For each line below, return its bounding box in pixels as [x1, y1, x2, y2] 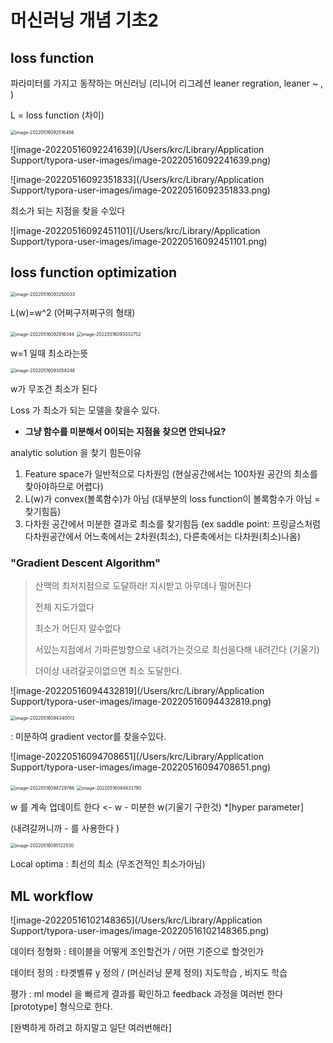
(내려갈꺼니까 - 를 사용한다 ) [10, 822, 120, 835]
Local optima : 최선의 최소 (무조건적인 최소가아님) [10, 858, 206, 870]
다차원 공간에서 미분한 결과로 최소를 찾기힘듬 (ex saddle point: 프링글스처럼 [24, 517, 321, 530]
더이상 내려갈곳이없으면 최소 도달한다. [34, 665, 183, 677]
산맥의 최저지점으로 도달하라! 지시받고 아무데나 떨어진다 [34, 580, 252, 592]
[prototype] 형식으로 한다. [10, 1000, 113, 1012]
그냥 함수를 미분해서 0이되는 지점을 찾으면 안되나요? [24, 425, 227, 437]
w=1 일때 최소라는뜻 [10, 347, 89, 359]
